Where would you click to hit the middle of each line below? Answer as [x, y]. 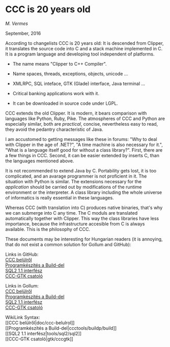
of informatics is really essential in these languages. [60, 197]
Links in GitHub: [22, 254]
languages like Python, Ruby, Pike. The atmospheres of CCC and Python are [85, 119]
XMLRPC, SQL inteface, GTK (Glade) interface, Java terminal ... [79, 83]
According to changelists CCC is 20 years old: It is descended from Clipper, [84, 43]
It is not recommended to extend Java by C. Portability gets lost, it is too [81, 170]
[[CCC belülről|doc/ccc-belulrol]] [40, 323]
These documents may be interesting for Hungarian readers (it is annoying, [84, 239]
